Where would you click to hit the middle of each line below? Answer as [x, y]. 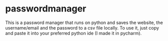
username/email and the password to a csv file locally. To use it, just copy [82, 27]
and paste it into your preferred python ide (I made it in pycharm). [73, 33]
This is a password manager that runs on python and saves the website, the [84, 22]
